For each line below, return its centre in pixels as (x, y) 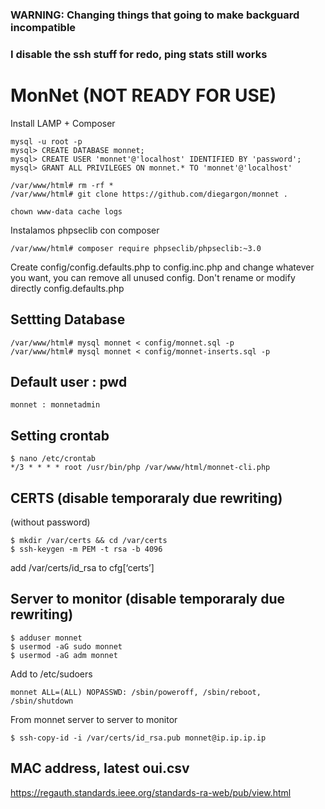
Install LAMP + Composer (63, 123)
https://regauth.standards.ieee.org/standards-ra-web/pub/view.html (151, 792)
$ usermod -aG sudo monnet (66, 646)
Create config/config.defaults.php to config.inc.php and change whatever (162, 267)
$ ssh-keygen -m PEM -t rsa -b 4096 (86, 549)
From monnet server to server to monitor (94, 719)
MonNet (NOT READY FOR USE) (143, 95)
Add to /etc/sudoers (51, 674)
